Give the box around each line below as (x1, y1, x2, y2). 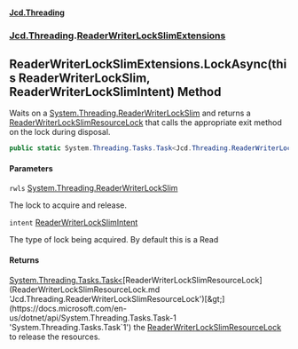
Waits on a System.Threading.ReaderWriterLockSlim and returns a (9, 107, 251, 119)
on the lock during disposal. (9, 127, 111, 138)
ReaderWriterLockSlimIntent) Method (9, 84, 222, 99)
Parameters (9, 163, 53, 173)
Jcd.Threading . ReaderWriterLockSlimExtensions (9, 29, 226, 42)
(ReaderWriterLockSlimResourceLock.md (9, 284, 161, 295)
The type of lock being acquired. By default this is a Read (9, 234, 219, 245)
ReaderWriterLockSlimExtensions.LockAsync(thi (9, 56, 287, 71)
